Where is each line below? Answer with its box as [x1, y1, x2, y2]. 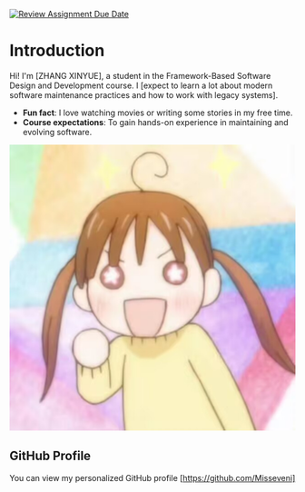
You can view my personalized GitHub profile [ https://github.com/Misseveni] [9, 472, 296, 483]
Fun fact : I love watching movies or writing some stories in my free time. [22, 107, 293, 118]
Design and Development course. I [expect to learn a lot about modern [9, 80, 273, 91]
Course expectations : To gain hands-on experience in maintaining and [22, 116, 289, 127]
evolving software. [22, 126, 93, 137]
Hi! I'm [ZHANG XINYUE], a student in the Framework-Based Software [9, 70, 271, 81]
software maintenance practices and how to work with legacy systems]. [9, 89, 279, 100]
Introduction [9, 41, 105, 61]
